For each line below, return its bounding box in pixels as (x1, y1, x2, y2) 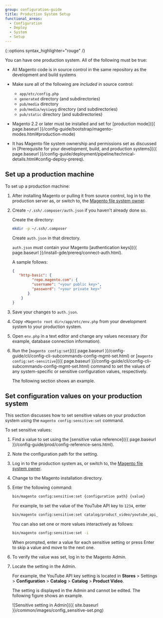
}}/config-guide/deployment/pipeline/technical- (39, 151, 135, 156)
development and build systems (12, 72, 76, 77)
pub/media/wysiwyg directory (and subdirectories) (19, 106, 118, 112)
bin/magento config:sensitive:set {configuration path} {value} (12, 494, 145, 499)
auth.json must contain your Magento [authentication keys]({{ (12, 244, 137, 250)
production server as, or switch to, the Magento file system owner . (12, 198, 146, 204)
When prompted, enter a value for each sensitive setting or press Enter (12, 540, 155, 545)
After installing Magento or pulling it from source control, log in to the (12, 193, 151, 198)
